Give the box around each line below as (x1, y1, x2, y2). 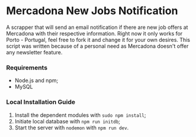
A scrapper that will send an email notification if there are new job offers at (6, 24, 188, 31)
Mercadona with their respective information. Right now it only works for (6, 30, 183, 37)
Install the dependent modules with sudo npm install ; (14, 111, 146, 119)
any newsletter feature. (6, 48, 63, 56)
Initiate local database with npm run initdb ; (14, 118, 120, 125)
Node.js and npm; (14, 77, 59, 84)
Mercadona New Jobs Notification (6, 4, 178, 18)
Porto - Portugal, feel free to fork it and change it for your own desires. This (6, 36, 191, 43)
